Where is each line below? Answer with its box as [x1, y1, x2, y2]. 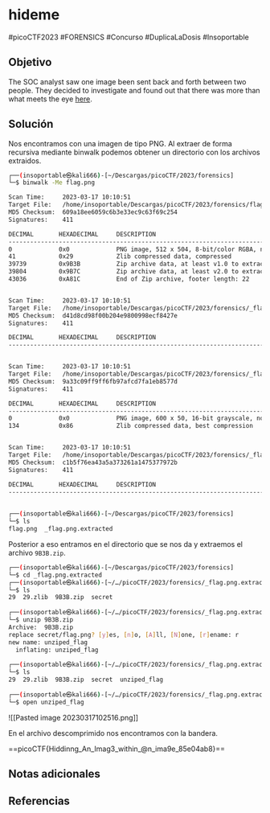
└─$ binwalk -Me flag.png [8, 179, 95, 187]
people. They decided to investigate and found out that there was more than [8, 85, 260, 95]
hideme [8, 6, 60, 24]
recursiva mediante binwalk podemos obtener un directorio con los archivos [8, 147, 260, 157]
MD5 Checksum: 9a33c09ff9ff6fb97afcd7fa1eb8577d [8, 377, 178, 385]
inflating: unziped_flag [15, 646, 99, 654]
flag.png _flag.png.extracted [8, 525, 113, 533]
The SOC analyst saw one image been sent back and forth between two [8, 76, 247, 86]
